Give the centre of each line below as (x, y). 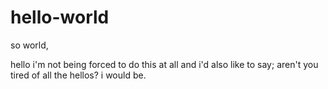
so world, (29, 45)
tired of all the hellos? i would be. (78, 75)
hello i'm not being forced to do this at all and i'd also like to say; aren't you (164, 64)
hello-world (60, 17)
